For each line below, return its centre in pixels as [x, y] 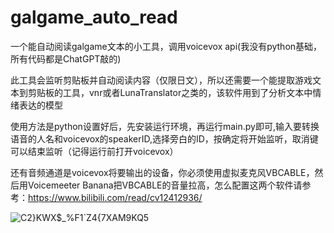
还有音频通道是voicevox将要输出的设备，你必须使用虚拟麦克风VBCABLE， [162, 172]
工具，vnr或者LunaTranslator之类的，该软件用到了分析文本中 [187, 92]
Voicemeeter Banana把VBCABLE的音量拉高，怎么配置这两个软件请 [165, 185]
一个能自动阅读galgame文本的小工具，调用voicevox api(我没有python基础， [166, 46]
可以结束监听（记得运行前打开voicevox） [94, 151]
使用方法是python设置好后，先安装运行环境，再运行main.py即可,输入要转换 [165, 126]
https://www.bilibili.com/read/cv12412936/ [115, 197]
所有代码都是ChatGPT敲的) [66, 58]
